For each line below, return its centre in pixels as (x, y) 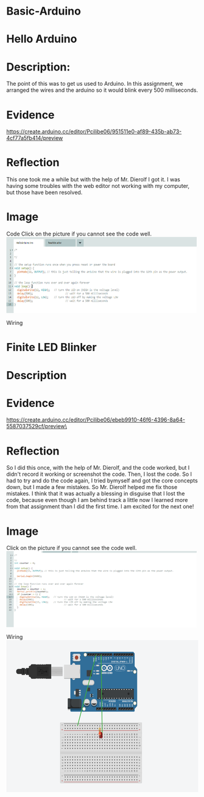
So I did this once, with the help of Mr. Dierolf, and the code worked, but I (98, 468)
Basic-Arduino (44, 11)
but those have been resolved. (44, 192)
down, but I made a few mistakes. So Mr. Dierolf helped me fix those (92, 487)
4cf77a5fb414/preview (35, 138)
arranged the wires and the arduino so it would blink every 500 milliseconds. (102, 90)
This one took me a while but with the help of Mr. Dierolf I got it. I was (93, 179)
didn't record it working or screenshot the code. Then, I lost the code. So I (99, 474)
